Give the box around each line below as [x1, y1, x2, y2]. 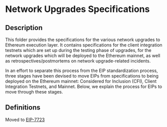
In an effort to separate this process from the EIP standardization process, [5, 67, 158, 73]
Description [5, 23, 43, 32]
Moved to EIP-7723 [5, 116, 45, 122]
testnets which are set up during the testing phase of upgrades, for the [5, 47, 151, 53]
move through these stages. [5, 89, 64, 94]
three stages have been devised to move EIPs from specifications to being [5, 73, 159, 78]
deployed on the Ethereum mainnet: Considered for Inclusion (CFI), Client [5, 78, 157, 84]
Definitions [5, 103, 41, 112]
